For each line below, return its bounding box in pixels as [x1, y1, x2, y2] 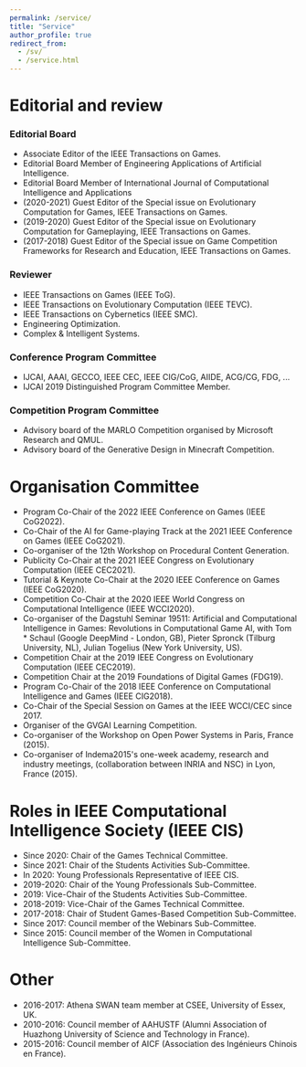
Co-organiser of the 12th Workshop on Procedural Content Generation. [22, 545, 290, 556]
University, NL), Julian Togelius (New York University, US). [22, 642, 243, 653]
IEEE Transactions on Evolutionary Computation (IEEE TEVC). [22, 299, 253, 310]
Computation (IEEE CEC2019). [22, 661, 136, 672]
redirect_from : [9, 38, 68, 48]
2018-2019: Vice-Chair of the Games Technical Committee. [22, 899, 245, 910]
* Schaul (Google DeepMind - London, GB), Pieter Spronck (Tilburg [22, 632, 276, 644]
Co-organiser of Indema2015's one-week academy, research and [22, 749, 269, 760]
